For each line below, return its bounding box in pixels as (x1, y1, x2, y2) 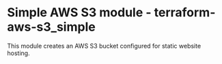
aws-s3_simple (7, 19, 96, 35)
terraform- (154, 5, 216, 20)
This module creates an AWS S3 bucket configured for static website (7, 42, 202, 50)
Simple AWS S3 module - (7, 5, 152, 20)
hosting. (7, 49, 30, 57)
